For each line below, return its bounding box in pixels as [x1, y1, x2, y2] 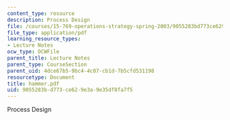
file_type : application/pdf [7, 29, 88, 36]
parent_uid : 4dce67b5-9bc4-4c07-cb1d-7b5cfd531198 [7, 67, 155, 74]
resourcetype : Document [7, 73, 75, 81]
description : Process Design [7, 16, 90, 23]
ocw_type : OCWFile [7, 49, 60, 56]
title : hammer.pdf [7, 80, 60, 87]
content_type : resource [7, 10, 75, 17]
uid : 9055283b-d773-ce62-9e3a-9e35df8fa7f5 [7, 86, 133, 93]
